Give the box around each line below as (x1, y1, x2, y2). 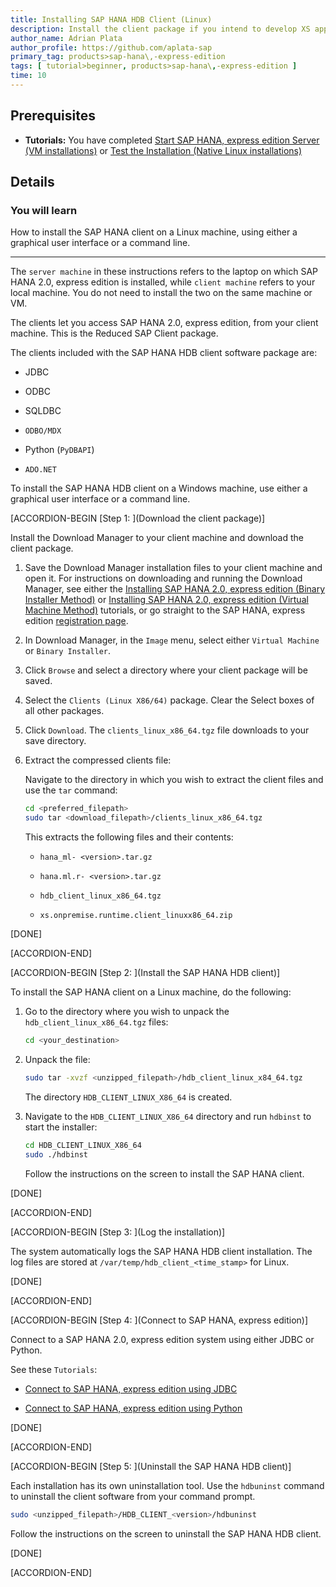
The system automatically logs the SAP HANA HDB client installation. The (10, 1245, 313, 1257)
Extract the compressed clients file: (24, 754, 172, 766)
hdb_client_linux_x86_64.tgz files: (24, 1016, 169, 1028)
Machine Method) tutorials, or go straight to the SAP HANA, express (24, 604, 306, 616)
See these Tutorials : (10, 1363, 98, 1375)
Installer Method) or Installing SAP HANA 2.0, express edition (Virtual (24, 594, 309, 606)
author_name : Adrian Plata (10, 33, 123, 43)
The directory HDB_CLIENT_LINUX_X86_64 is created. (24, 1091, 233, 1103)
